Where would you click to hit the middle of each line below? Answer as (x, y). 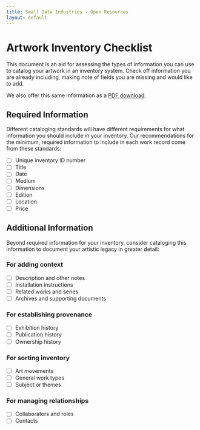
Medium (25, 181)
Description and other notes (50, 278)
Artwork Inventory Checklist (79, 48)
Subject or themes (38, 385)
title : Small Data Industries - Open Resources (68, 12)
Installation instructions (44, 285)
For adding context (35, 265)
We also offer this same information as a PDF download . (76, 95)
